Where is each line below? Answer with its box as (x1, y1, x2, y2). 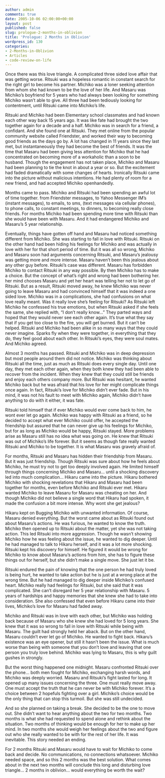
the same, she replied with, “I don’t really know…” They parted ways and (5, 309, 151, 316)
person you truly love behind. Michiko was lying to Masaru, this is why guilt (5, 649, 157, 656)
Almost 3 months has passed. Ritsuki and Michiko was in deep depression (5, 351, 155, 356)
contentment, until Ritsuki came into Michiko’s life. (5, 103, 107, 108)
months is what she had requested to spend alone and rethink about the (5, 716, 151, 722)
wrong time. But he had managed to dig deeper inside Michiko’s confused (5, 577, 155, 583)
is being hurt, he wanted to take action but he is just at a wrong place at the (5, 572, 158, 578)
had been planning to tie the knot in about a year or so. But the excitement (5, 165, 155, 171)
